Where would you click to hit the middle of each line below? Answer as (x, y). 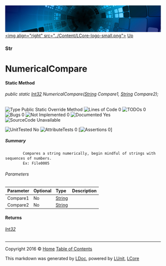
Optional (42, 191)
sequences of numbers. (28, 158)
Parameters (17, 174)
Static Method (20, 83)
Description (84, 191)
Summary (16, 141)
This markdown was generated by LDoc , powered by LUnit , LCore (72, 259)
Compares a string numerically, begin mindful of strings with (89, 153)
